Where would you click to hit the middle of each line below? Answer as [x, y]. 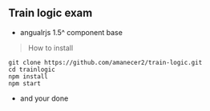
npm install [28, 76]
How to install [50, 48]
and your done [44, 98]
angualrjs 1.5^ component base [71, 32]
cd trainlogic [32, 69]
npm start [25, 83]
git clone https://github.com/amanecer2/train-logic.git [105, 62]
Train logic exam [50, 13]
